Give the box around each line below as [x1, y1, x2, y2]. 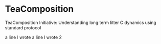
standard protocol [5, 24, 41, 30]
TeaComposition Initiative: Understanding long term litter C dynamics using [5, 20, 157, 25]
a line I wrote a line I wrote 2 [5, 34, 62, 40]
